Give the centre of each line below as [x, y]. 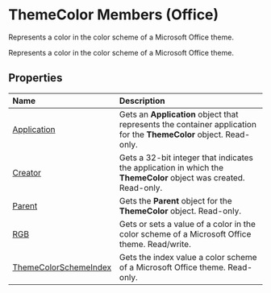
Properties [35, 78]
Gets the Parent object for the [176, 200]
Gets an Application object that [179, 114]
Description [142, 101]
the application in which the [172, 167]
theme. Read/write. [155, 244]
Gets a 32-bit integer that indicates [187, 157]
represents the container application [188, 124]
